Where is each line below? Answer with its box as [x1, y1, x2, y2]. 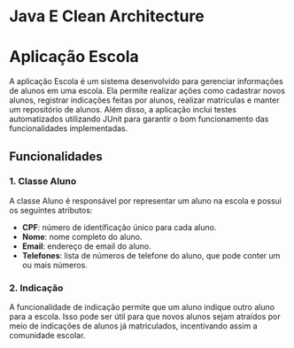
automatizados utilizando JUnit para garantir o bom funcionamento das [9, 113, 269, 125]
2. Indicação [9, 282, 64, 294]
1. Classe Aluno [9, 175, 77, 188]
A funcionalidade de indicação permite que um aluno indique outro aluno [9, 302, 275, 313]
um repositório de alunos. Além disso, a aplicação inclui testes [9, 104, 237, 115]
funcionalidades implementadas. [9, 123, 128, 134]
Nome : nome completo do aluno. [21, 231, 143, 242]
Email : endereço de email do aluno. [21, 241, 152, 251]
